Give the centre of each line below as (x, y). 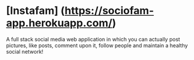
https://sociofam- (109, 11)
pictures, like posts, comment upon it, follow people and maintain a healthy (97, 45)
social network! (25, 51)
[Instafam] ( (35, 11)
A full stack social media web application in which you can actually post (93, 39)
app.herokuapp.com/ (59, 23)
